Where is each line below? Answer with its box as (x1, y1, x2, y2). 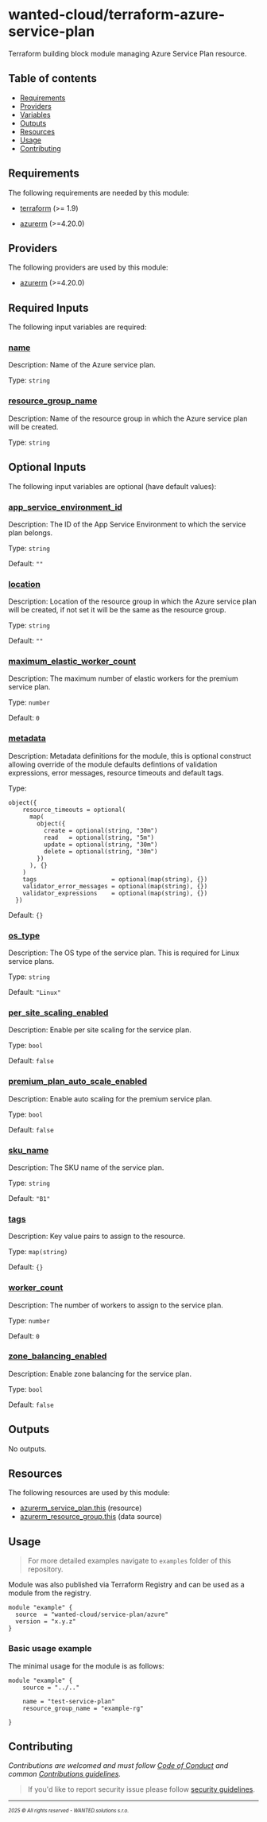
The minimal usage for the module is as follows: (8, 1661, 164, 1671)
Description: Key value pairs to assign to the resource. (8, 1231, 185, 1241)
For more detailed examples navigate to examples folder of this (27, 1556, 232, 1566)
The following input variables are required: (8, 322, 147, 332)
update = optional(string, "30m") (43, 841, 158, 849)
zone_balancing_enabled (8, 1350, 107, 1362)
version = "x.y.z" (15, 1618, 77, 1626)
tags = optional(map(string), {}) (22, 875, 208, 884)
